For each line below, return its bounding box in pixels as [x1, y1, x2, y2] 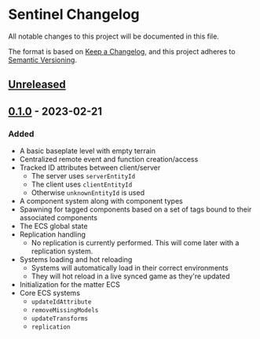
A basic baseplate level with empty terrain [19, 146, 156, 156]
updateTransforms [31, 315, 89, 323]
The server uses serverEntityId [31, 171, 136, 181]
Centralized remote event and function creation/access [19, 155, 199, 164]
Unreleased [8, 78, 67, 91]
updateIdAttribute [31, 298, 92, 306]
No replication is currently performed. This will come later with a [31, 238, 240, 248]
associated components [19, 213, 98, 223]
